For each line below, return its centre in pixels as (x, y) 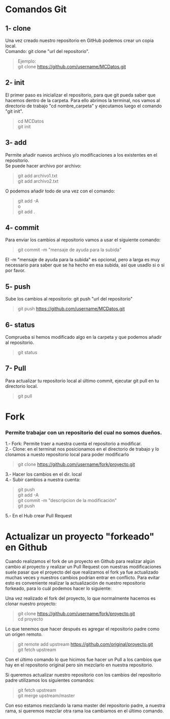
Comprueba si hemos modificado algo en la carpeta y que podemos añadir (83, 337)
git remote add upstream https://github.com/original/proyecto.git (85, 644)
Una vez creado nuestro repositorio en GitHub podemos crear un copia (79, 40)
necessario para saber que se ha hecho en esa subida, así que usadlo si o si (85, 265)
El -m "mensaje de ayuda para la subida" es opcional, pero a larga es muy (82, 260)
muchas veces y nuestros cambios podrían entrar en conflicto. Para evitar (82, 578)
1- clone (18, 28)
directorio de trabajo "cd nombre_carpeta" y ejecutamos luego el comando (84, 106)
